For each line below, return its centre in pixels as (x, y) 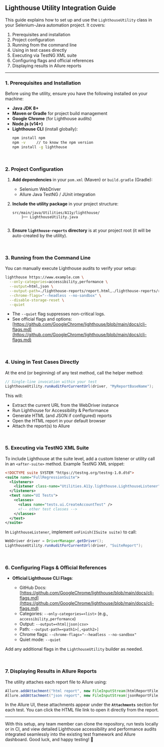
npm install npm (29, 138)
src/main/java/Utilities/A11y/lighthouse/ (56, 213)
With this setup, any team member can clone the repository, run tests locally (82, 724)
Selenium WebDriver (40, 189)
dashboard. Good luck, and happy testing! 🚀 (49, 740)
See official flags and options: (42, 319)
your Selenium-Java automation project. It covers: (55, 25)
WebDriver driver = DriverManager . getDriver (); (54, 541)
